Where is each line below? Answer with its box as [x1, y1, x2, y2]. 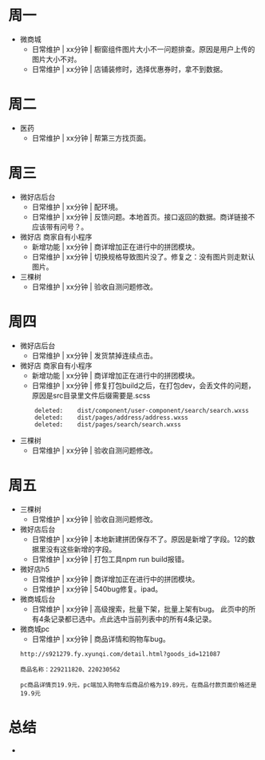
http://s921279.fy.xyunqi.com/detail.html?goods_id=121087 [19, 650, 221, 658]
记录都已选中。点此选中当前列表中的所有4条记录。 [50, 614, 216, 623]
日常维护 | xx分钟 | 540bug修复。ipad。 [31, 584, 163, 594]
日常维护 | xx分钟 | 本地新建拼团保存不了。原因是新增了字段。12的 [31, 534, 249, 544]
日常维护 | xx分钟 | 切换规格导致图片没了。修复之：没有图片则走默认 [31, 251, 255, 261]
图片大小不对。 [31, 54, 81, 64]
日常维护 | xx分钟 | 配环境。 [31, 202, 122, 212]
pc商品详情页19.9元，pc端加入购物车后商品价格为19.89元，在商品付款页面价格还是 [19, 681, 257, 689]
